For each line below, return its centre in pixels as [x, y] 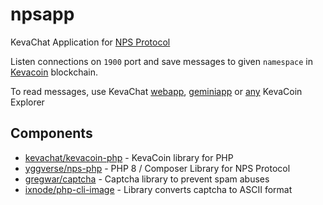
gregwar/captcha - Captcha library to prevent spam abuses [147, 179]
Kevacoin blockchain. [54, 72]
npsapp [42, 14]
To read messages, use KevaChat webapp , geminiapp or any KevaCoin [156, 91]
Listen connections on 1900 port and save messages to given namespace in [162, 61]
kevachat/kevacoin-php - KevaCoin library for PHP [129, 157]
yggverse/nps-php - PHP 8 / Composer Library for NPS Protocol [157, 168]
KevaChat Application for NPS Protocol [90, 42]
